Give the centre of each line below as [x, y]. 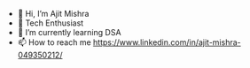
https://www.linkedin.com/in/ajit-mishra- [167, 42]
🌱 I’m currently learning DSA [69, 32]
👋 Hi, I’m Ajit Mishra [53, 14]
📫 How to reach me [54, 42]
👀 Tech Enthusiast [51, 23]
